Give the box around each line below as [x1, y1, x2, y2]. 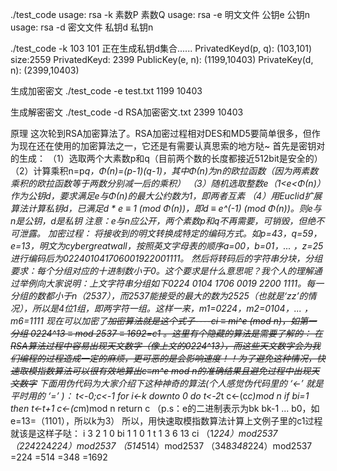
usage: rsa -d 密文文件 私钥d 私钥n [10, 21, 154, 33]
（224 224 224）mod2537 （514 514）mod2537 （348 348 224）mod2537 [10, 440, 313, 452]
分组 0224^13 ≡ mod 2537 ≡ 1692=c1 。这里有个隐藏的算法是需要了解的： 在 [10, 328, 323, 339]
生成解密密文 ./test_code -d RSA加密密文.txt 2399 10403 [10, 106, 244, 118]
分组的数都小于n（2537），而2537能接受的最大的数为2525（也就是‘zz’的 [10, 290, 308, 302]
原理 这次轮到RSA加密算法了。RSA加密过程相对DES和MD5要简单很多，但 [10, 128, 312, 139]
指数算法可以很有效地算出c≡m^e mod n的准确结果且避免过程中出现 [36, 365, 312, 377]
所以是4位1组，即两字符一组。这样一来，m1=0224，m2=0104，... [31, 303, 302, 314]
